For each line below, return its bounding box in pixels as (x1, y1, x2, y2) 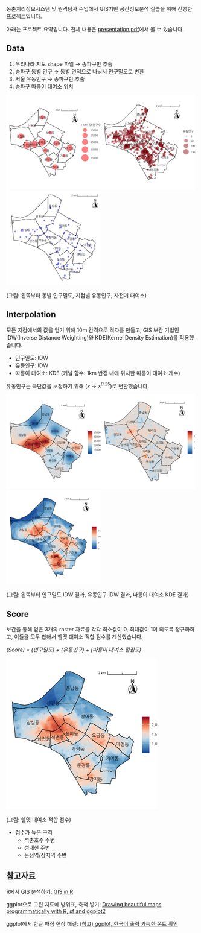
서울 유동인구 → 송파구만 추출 (14, 75, 85, 83)
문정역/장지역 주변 (24, 852, 67, 859)
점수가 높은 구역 (14, 829, 53, 837)
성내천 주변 (24, 844, 50, 852)
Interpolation (6, 309, 56, 320)
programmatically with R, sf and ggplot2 (6, 907, 106, 915)
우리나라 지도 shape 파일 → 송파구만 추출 (14, 60, 113, 68)
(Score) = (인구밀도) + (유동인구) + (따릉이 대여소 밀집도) (6, 646, 142, 653)
